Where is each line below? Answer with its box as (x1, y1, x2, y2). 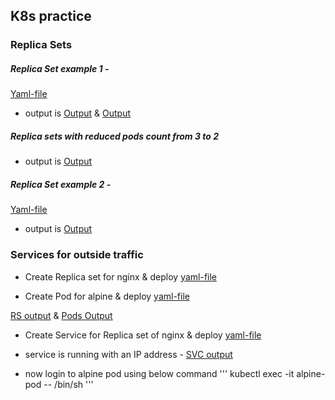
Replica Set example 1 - (10, 62, 110, 74)
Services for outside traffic (10, 248, 144, 262)
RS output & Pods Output (10, 309, 113, 321)
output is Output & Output (24, 107, 132, 119)
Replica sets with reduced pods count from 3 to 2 (10, 130, 220, 142)
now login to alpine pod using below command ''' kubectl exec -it (24, 367, 295, 379)
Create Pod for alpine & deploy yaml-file (24, 290, 190, 302)
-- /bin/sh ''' (43, 378, 94, 390)
